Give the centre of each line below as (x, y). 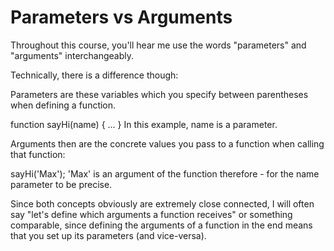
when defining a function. (63, 105)
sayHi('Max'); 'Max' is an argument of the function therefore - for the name (165, 173)
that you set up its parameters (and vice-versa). (108, 235)
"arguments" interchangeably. (72, 55)
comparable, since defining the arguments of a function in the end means (161, 225)
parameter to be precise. (61, 184)
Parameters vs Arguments (121, 17)
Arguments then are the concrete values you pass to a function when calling (167, 143)
